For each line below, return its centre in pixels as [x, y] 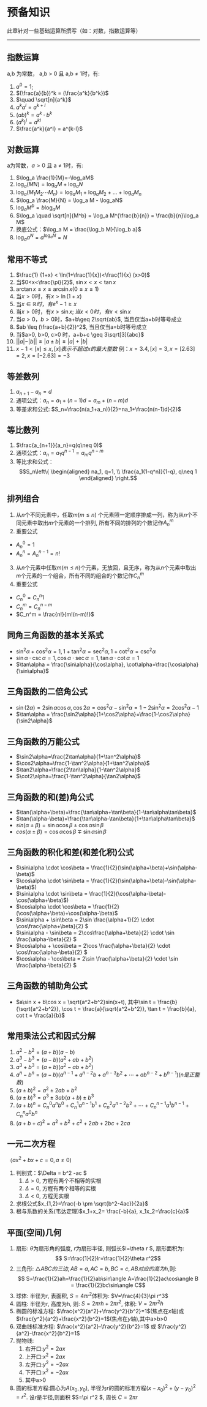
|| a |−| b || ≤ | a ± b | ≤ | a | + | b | [52, 342]
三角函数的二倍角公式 [47, 692]
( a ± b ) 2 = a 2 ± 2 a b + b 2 [46, 1089]
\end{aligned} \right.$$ [108, 478]
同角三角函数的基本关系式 [55, 635]
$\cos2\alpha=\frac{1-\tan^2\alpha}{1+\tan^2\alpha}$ [83, 764]
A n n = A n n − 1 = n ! [38, 553]
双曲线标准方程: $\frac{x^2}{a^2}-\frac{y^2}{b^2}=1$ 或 [86, 1327]
